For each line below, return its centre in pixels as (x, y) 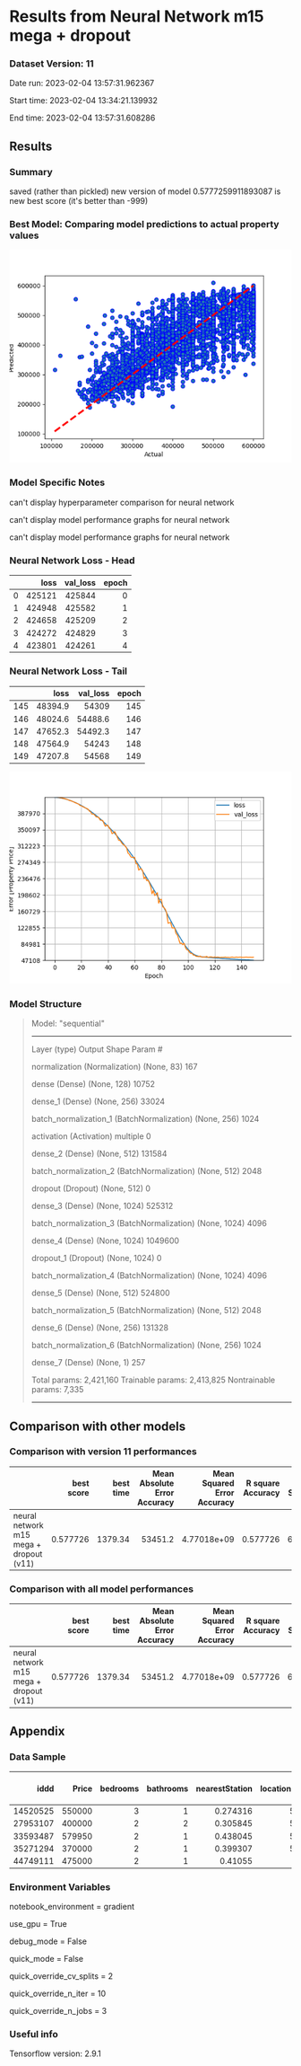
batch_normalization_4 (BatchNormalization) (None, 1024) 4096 (149, 1276)
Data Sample (38, 1756)
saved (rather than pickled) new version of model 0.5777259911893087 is (145, 191)
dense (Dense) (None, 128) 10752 (93, 1084)
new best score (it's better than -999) (79, 201)
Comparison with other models (98, 1426)
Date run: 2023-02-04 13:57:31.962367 (82, 84)
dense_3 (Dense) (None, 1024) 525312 (102, 1206)
